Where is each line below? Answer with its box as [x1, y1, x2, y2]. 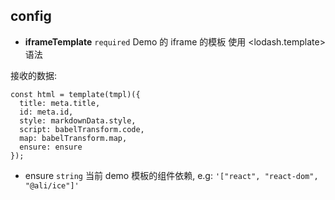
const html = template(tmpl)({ [10, 89, 141, 99]
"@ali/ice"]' [24, 180, 80, 191]
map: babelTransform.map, [19, 133, 128, 143]
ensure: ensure [19, 142, 83, 152]
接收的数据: [10, 69, 58, 81]
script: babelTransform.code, [19, 124, 145, 134]
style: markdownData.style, [19, 115, 137, 126]
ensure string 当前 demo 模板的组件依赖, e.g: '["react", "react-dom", [24, 169, 319, 181]
